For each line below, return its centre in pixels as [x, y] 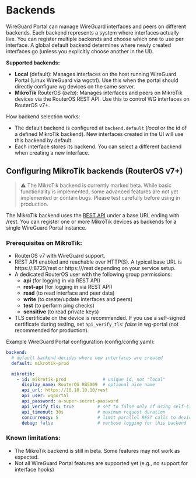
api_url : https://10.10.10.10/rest [65, 390]
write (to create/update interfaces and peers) [78, 299]
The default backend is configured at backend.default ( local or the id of [101, 128]
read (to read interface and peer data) [69, 293]
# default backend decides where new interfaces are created [87, 358]
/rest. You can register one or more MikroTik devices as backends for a [91, 221]
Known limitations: [33, 438]
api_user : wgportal [45, 396]
